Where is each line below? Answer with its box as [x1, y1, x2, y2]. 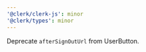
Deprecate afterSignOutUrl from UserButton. [6, 36, 140, 45]
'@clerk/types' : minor [6, 17, 74, 24]
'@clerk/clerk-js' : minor [6, 10, 83, 18]
